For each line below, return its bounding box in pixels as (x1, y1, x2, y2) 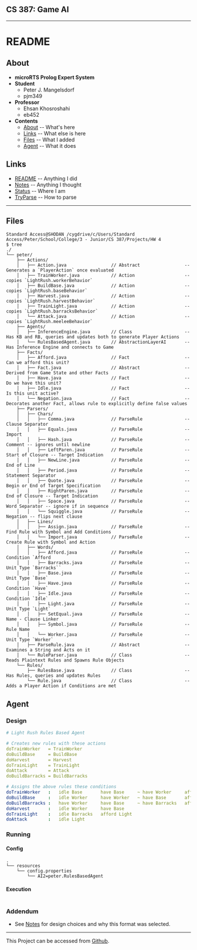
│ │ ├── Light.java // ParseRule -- (16, 601, 191, 607)
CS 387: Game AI (6, 5, 69, 15)
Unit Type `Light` (6, 606, 51, 612)
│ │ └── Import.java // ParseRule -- (16, 534, 191, 540)
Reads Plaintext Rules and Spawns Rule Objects (6, 657, 125, 663)
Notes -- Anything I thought (14, 181, 82, 188)
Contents (14, 117, 38, 124)
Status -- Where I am (14, 187, 66, 194)
